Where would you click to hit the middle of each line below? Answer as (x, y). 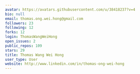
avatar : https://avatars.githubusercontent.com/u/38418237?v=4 (70, 9)
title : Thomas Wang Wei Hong (34, 55)
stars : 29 (15, 50)
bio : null (15, 14)
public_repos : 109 (23, 46)
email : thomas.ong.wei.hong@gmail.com (44, 18)
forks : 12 (15, 32)
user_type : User (21, 59)
